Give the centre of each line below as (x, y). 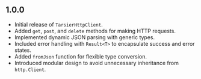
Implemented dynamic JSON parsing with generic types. (85, 37)
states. (23, 50)
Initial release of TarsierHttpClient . (58, 24)
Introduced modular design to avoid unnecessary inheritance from (96, 63)
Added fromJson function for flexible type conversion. (81, 56)
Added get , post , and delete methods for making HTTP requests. (95, 31)
